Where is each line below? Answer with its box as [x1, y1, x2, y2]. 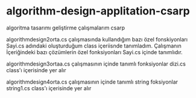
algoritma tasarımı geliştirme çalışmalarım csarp [6, 24, 125, 31]
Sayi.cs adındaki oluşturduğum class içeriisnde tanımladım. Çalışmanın [6, 42, 182, 49]
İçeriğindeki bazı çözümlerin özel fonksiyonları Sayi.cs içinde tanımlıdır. [6, 48, 183, 55]
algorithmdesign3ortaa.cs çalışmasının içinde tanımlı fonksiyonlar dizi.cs [6, 60, 186, 67]
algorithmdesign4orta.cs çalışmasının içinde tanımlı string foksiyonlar [6, 78, 179, 85]
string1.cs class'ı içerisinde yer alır [6, 84, 92, 91]
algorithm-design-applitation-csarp [6, 4, 190, 18]
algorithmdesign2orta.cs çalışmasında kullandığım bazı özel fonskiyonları [6, 35, 188, 43]
